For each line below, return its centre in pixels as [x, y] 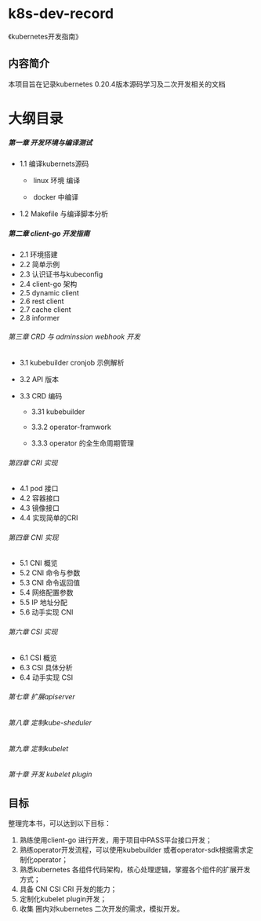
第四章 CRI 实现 [33, 462]
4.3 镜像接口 [40, 508]
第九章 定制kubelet [38, 748]
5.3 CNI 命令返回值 [50, 583]
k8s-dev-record [61, 14]
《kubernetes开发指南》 [45, 36]
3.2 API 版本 [39, 380]
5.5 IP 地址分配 [43, 603]
